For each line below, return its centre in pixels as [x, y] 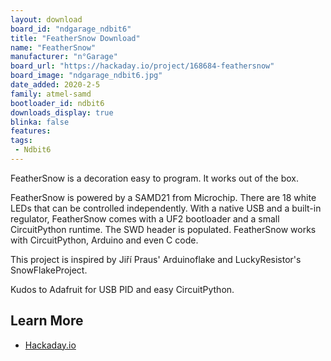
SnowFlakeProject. [49, 270]
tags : [21, 141]
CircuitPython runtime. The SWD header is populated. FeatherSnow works [163, 229]
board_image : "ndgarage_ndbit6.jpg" [86, 76]
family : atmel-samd [51, 94]
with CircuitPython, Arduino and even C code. [104, 240]
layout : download [46, 19]
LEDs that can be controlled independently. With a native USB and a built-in [166, 208]
